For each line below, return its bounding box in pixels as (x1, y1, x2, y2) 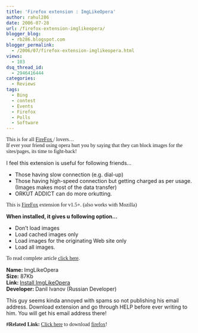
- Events (11, 103, 33, 109)
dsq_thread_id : (6, 64, 44, 71)
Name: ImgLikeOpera (6, 267, 58, 274)
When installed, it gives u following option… (6, 213, 118, 220)
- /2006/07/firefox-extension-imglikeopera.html (11, 48, 135, 54)
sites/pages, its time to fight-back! (6, 148, 78, 155)
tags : (6, 87, 20, 93)
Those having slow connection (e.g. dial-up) (14, 171, 124, 178)
